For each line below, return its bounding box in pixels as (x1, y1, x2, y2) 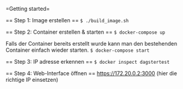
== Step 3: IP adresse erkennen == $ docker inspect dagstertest (5, 58, 170, 65)
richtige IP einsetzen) (5, 76, 58, 83)
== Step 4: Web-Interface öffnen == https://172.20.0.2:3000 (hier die (5, 70, 178, 77)
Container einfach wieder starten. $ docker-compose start (5, 46, 150, 54)
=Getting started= (5, 5, 51, 12)
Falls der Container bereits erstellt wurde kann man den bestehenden (5, 40, 178, 47)
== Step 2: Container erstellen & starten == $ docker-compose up (5, 28, 166, 35)
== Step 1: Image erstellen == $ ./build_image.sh (5, 17, 129, 23)
